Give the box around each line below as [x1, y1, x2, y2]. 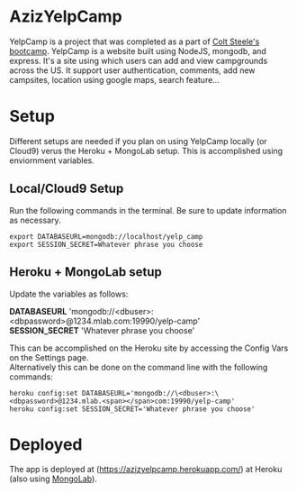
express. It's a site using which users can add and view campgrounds [9, 55, 268, 66]
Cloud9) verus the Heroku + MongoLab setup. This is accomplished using [9, 145, 283, 156]
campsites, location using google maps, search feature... [9, 74, 220, 85]
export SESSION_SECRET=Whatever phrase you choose [9, 240, 203, 249]
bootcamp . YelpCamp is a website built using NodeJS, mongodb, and [9, 45, 267, 56]
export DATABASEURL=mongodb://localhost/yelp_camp [9, 232, 203, 241]
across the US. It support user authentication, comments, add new [9, 65, 256, 76]
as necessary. [9, 215, 61, 225]
